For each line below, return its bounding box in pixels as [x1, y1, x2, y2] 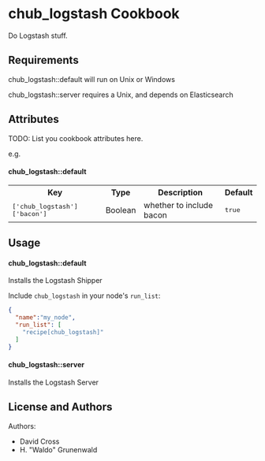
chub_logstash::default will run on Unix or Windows [8, 74, 176, 84]
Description [157, 187, 203, 198]
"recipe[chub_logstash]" [22, 328, 104, 336]
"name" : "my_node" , [15, 314, 77, 322]
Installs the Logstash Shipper [8, 276, 103, 285]
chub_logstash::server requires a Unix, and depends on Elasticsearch [8, 90, 234, 99]
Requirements [8, 54, 79, 67]
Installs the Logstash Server [8, 377, 99, 387]
